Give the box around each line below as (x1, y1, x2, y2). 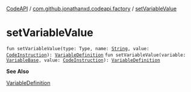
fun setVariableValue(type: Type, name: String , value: (6, 45, 149, 51)
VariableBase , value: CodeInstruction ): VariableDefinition (6, 57, 161, 63)
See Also (6, 68, 29, 75)
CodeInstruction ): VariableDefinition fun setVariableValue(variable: (6, 52, 186, 58)
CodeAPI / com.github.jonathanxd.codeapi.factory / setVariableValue (6, 5, 177, 12)
